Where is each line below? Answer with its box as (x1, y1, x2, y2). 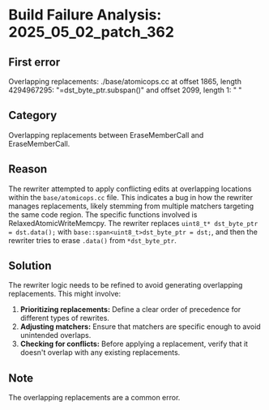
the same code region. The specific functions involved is (8, 209, 198, 220)
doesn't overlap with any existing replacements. (19, 348, 181, 357)
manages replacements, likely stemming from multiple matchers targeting (8, 201, 254, 211)
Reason (8, 162, 48, 176)
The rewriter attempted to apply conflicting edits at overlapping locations (8, 184, 252, 194)
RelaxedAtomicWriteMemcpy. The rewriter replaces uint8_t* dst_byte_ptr (8, 218, 258, 228)
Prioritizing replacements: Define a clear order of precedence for (19, 305, 241, 314)
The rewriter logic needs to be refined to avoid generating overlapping (8, 280, 243, 290)
